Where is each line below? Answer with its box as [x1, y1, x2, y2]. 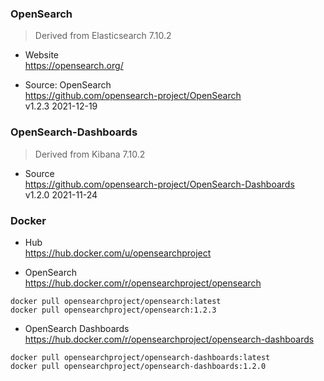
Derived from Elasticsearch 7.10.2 [34, 30, 172, 42]
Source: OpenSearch [24, 79, 112, 91]
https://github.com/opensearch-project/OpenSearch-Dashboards [24, 178, 295, 190]
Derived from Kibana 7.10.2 [34, 148, 146, 160]
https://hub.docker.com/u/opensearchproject [24, 247, 212, 259]
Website [24, 49, 60, 61]
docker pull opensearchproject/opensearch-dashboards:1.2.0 [10, 361, 267, 371]
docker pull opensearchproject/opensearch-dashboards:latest [10, 352, 271, 362]
